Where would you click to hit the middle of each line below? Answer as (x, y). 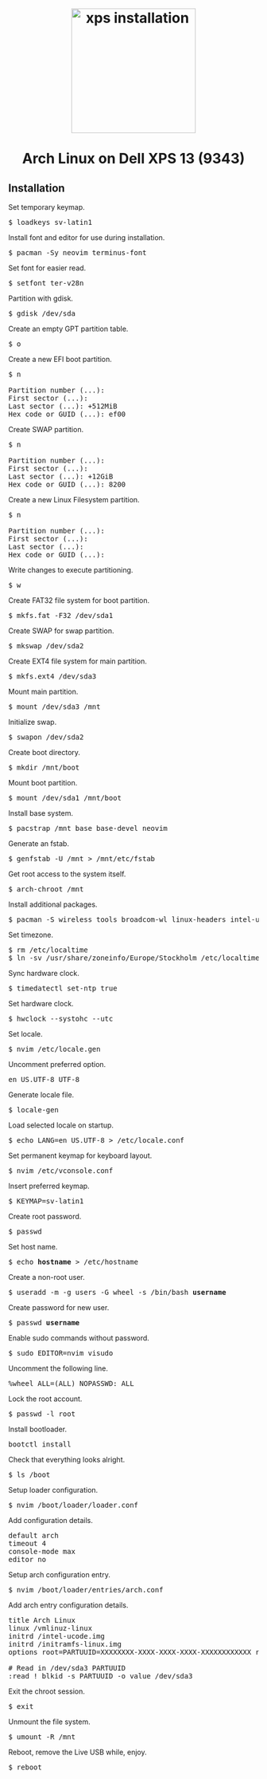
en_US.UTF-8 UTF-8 (44, 1079)
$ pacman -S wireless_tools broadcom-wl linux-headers (117, 920)
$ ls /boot (29, 1475)
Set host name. (33, 1247)
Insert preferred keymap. (49, 1186)
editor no (27, 1559)
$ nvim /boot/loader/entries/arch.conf (86, 1590)
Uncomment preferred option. (57, 1064)
